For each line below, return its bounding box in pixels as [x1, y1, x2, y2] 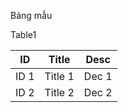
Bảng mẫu [10, 10, 53, 21]
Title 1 [44, 70, 75, 83]
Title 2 [44, 86, 75, 99]
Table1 [10, 29, 37, 40]
